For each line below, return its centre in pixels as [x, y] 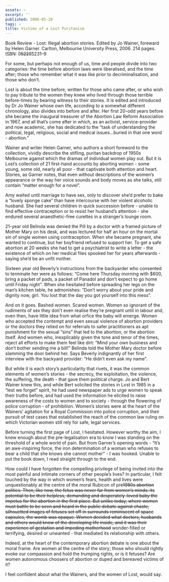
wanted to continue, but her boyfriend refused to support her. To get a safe [83, 243]
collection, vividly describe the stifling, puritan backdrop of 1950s [73, 153]
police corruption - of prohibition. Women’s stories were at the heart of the [82, 406]
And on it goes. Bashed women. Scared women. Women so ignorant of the [83, 305]
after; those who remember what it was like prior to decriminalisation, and [82, 74]
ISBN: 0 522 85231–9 [26, 54]
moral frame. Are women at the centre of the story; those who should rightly [84, 549]
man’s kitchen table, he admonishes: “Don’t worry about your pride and [79, 290]
